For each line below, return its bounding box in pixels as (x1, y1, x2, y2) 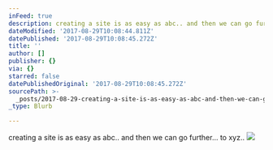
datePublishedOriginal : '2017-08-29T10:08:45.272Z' (8, 79, 187, 88)
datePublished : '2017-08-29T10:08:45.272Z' (8, 34, 158, 43)
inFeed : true (8, 11, 53, 20)
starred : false (8, 72, 60, 80)
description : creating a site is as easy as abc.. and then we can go (8, 19, 253, 28)
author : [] (8, 49, 45, 58)
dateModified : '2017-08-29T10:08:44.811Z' (8, 27, 154, 35)
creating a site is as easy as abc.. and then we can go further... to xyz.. (8, 133, 245, 143)
